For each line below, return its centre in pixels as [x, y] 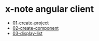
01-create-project [30, 23]
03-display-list [27, 33]
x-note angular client [49, 9]
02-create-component [35, 28]
